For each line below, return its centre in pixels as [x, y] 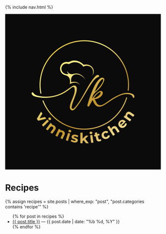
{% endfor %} [26, 227]
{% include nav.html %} [29, 7]
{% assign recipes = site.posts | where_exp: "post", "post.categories [75, 201]
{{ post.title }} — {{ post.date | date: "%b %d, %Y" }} [66, 221]
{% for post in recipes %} [38, 216]
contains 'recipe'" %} [27, 206]
